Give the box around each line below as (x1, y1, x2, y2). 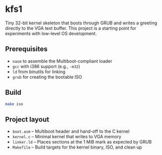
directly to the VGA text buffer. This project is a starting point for (5, 25, 137, 31)
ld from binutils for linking (12, 69, 66, 75)
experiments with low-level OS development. (5, 30, 97, 36)
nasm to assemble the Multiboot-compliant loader (12, 58, 113, 64)
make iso (5, 101, 23, 106)
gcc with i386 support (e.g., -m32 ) (12, 63, 81, 69)
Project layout (5, 115, 50, 124)
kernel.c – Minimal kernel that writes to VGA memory (12, 134, 122, 140)
